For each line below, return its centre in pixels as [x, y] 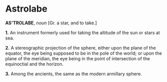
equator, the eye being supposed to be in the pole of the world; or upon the [84, 53]
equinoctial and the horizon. [34, 64]
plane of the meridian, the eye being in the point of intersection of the [78, 58]
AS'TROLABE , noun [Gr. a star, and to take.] [51, 23]
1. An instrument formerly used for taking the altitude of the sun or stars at [83, 32]
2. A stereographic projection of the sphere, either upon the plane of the [80, 48]
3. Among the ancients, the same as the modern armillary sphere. [74, 73]
